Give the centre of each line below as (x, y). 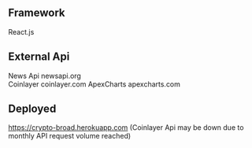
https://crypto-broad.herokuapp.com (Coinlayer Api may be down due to (126, 128)
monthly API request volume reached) (70, 136)
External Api (39, 57)
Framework (37, 13)
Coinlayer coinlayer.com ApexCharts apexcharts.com (94, 84)
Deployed (32, 109)
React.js (21, 31)
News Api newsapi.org (44, 76)
